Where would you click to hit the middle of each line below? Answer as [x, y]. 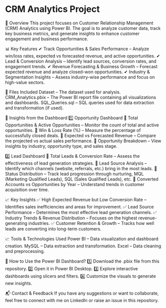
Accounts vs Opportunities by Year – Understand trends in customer [75, 184]
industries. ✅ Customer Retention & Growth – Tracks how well [91, 223]
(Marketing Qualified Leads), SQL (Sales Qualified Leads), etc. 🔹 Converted [82, 179]
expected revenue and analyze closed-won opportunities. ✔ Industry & [78, 72]
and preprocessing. [25, 251]
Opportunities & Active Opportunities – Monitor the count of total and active [82, 125]
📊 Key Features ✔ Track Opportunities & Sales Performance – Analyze [77, 49]
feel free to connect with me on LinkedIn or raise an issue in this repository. [82, 300]
